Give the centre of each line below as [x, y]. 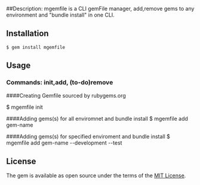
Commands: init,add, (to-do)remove [60, 83]
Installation [27, 34]
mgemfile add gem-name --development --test [64, 143]
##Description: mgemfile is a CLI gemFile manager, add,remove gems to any [100, 9]
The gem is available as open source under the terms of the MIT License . [96, 175]
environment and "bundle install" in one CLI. [60, 15]
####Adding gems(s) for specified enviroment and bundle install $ [88, 136]
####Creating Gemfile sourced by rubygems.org [66, 95]
